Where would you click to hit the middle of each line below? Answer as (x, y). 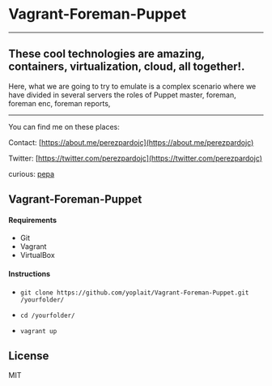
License (29, 356)
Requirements (33, 220)
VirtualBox (37, 255)
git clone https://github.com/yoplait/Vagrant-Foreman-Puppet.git (134, 293)
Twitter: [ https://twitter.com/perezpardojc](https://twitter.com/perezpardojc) (136, 158)
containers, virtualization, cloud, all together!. (127, 67)
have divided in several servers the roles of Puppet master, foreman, (122, 95)
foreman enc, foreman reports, (59, 103)
